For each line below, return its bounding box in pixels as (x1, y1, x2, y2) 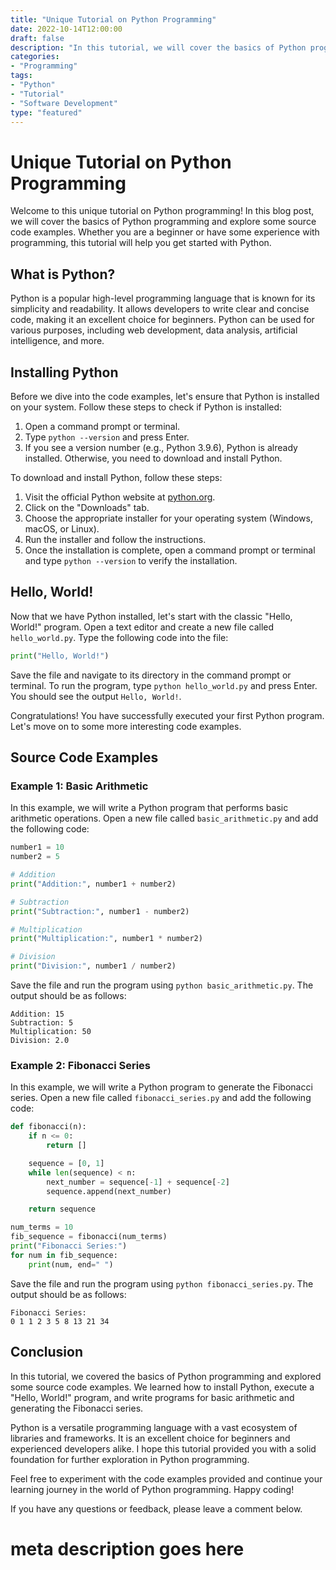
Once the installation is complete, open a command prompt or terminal (24, 544, 316, 556)
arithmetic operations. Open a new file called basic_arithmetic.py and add (10, 812, 319, 825)
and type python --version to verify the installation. (24, 554, 238, 566)
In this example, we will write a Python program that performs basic (10, 802, 289, 814)
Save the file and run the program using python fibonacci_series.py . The (10, 1277, 314, 1290)
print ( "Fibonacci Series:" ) (10, 1241, 128, 1251)
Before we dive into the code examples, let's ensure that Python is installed (10, 390, 320, 402)
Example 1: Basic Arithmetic (10, 779, 149, 793)
